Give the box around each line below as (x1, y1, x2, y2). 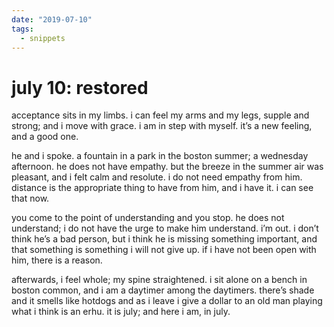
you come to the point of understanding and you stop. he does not (11, 212, 285, 224)
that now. (11, 192, 50, 205)
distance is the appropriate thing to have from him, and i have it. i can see (11, 182, 314, 194)
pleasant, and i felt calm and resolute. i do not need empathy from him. (11, 171, 303, 183)
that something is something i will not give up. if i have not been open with (11, 244, 317, 256)
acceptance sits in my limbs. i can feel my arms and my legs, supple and (11, 109, 310, 121)
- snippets (20, 33, 66, 43)
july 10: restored (11, 76, 149, 99)
